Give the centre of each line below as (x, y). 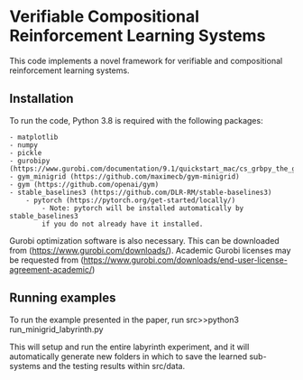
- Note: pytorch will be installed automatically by (143, 208)
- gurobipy (30, 161)
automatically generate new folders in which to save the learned (129, 356)
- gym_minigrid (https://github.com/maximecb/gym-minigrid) (125, 176)
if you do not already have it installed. (123, 224)
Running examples (63, 298)
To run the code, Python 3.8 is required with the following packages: (136, 120)
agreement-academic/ (51, 269)
